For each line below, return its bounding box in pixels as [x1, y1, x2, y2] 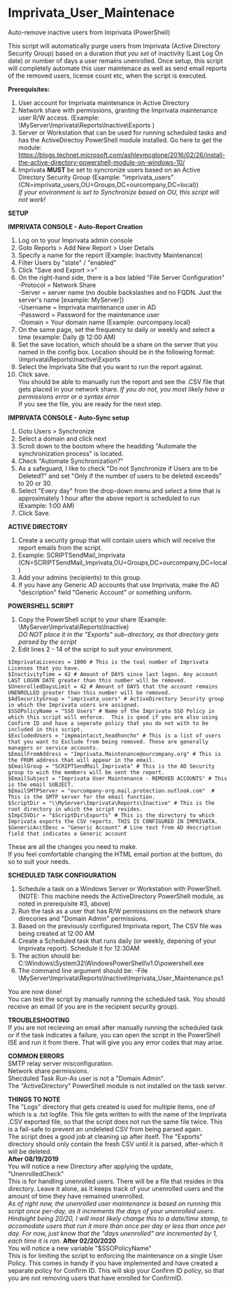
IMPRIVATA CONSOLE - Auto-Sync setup [8, 413, 129, 422]
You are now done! [8, 987, 62, 995]
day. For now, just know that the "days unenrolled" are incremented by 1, [8, 1229, 218, 1237]
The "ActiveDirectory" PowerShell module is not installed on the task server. [8, 1081, 227, 1090]
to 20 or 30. [17, 478, 52, 488]
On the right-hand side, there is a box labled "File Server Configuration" [17, 273, 225, 282]
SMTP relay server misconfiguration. [8, 1059, 114, 1068]
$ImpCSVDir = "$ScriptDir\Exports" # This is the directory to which [8, 811, 215, 819]
